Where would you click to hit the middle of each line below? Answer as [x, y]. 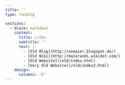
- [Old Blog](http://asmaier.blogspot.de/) [70, 51]
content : [23, 33]
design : [22, 70]
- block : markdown [29, 28]
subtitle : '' [32, 42]
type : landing [20, 14]
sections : [16, 23]
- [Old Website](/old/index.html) [59, 60]
